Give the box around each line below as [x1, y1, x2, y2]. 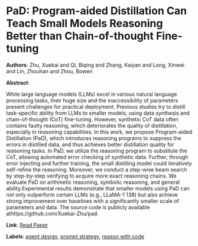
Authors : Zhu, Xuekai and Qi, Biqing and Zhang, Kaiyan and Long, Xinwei [6, 61, 185, 69]
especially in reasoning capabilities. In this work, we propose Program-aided [6, 128, 193, 135]
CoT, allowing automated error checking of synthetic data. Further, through [6, 153, 189, 160]
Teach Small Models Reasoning [6, 17, 163, 30]
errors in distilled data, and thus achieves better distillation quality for [6, 141, 174, 148]
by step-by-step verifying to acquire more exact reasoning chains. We [6, 172, 177, 179]
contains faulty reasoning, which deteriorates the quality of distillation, [6, 122, 178, 129]
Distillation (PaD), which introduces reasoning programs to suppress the [6, 134, 181, 141]
